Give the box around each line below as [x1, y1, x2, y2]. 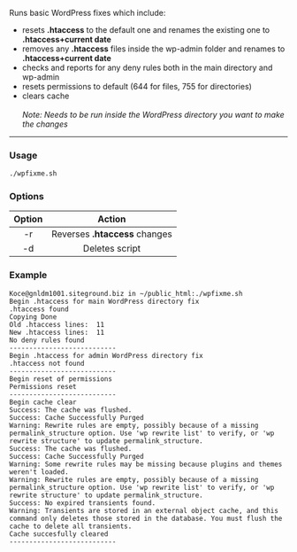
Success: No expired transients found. [9, 498, 156, 508]
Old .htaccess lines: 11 [9, 320, 104, 329]
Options [9, 190, 44, 203]
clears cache [21, 90, 70, 101]
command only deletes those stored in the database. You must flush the [9, 514, 283, 523]
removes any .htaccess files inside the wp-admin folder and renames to [21, 43, 286, 54]
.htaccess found [9, 305, 69, 314]
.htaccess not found [9, 359, 86, 368]
